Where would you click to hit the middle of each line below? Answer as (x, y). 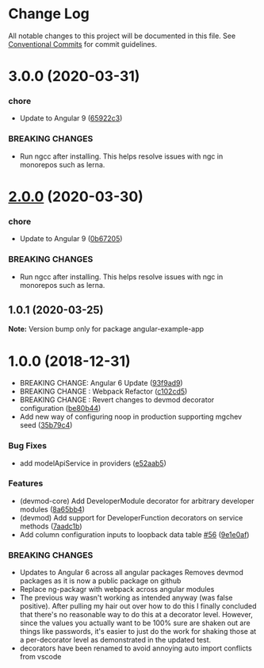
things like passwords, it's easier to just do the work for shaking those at (138, 632)
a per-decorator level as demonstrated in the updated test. (115, 640)
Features (26, 483)
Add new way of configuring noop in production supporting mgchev (131, 417)
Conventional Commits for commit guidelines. (82, 44)
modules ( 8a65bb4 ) (52, 509)
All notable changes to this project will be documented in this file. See (122, 36)
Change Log (49, 14)
